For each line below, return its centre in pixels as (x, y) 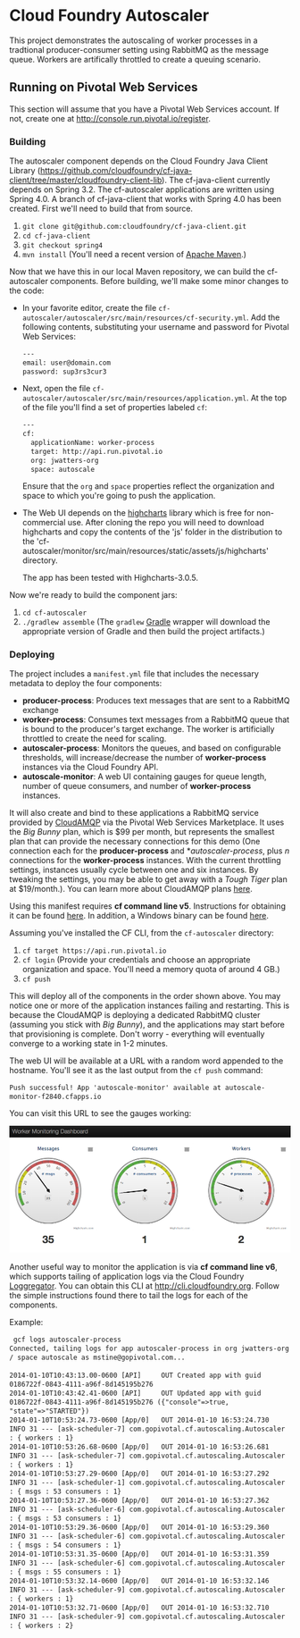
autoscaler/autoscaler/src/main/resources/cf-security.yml (134, 318)
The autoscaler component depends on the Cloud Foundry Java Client (139, 161)
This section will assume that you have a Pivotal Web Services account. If (144, 109)
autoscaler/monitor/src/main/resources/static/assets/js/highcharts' (146, 551)
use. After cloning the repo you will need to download (166, 523)
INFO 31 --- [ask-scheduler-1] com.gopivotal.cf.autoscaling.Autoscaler (147, 1483)
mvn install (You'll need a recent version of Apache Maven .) (134, 255)
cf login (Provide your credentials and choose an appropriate (136, 960)
